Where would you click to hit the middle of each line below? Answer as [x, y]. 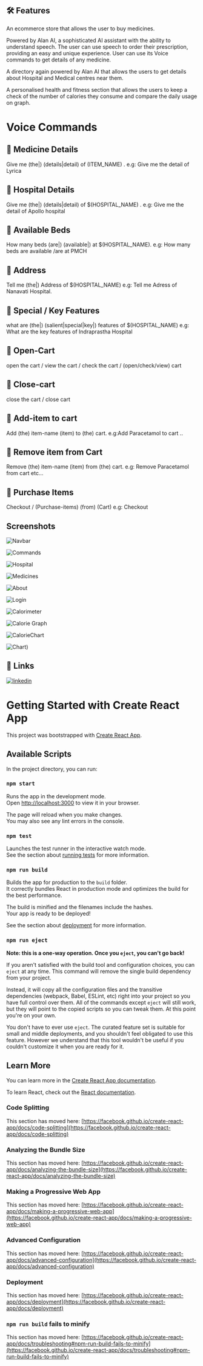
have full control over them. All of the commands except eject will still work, [101, 1002]
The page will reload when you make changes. [65, 814]
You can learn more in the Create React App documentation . [82, 1080]
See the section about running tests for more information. [78, 855]
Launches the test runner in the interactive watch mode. [76, 849]
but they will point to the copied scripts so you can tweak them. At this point [101, 1009]
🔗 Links [20, 666]
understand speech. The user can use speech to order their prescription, [97, 47]
